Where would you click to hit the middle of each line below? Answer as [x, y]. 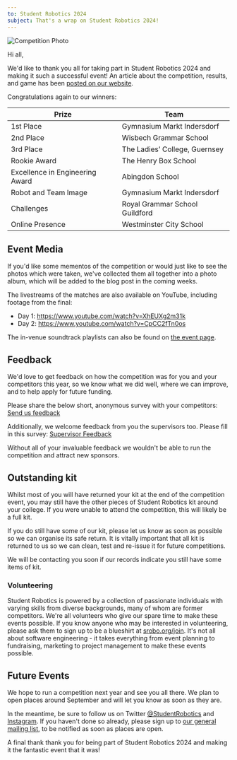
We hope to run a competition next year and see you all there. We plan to [113, 693]
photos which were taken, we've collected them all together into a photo [112, 274]
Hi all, [16, 54]
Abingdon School [150, 176]
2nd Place [28, 137]
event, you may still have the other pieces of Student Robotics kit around [113, 502]
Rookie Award [34, 160]
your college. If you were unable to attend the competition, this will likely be [117, 509]
